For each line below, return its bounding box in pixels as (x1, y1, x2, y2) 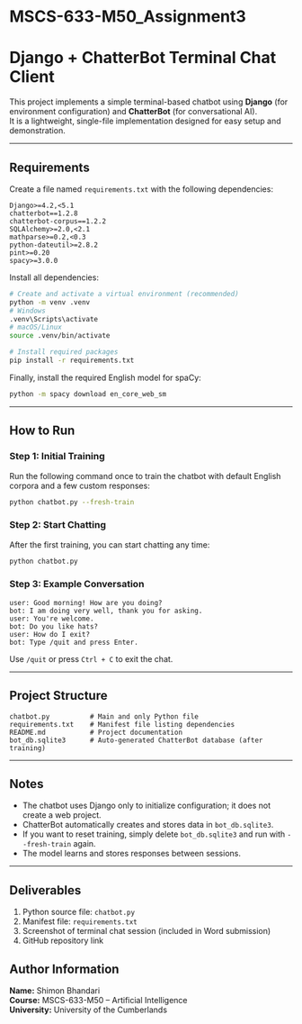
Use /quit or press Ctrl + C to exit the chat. (9, 653, 173, 664)
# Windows (9, 306, 47, 315)
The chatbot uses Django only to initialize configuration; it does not (22, 800, 271, 811)
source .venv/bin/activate (9, 331, 111, 340)
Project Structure (9, 688, 108, 703)
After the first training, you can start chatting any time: (9, 539, 210, 550)
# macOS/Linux (9, 322, 63, 332)
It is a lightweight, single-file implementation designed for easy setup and (9, 115, 281, 127)
